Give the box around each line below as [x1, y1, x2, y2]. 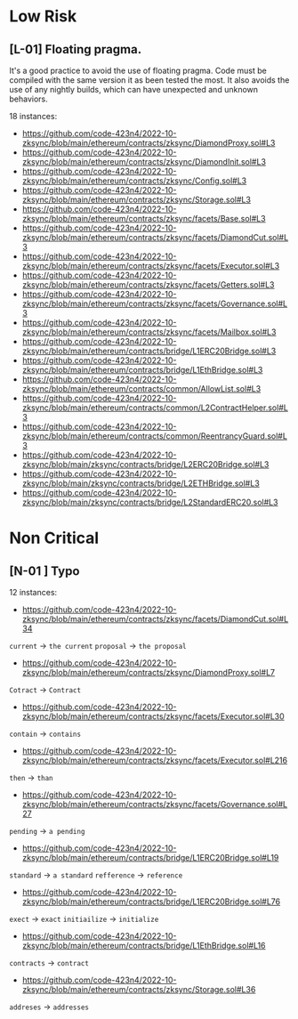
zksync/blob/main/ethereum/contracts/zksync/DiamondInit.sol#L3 [21, 157, 267, 166]
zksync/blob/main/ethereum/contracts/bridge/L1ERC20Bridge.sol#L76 [21, 896, 281, 907]
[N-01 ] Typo [9, 563, 80, 578]
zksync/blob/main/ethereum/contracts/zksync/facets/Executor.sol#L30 [21, 711, 285, 722]
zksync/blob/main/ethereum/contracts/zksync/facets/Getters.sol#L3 [21, 279, 275, 290]
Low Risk [9, 6, 77, 27]
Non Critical [9, 528, 100, 548]
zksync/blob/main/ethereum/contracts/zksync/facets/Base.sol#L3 [21, 214, 266, 223]
